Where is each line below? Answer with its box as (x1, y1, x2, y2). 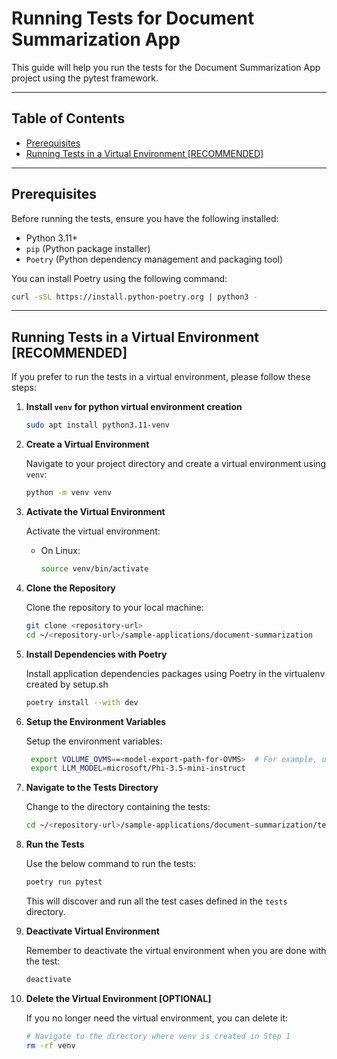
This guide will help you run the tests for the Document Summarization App (11, 61, 321, 73)
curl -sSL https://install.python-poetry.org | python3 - (11, 292, 258, 302)
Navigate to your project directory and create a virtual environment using (25, 458, 327, 470)
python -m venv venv (25, 488, 112, 498)
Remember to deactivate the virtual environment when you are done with (25, 945, 327, 956)
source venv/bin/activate (40, 564, 149, 574)
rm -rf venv (25, 1040, 76, 1051)
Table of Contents (11, 110, 126, 127)
